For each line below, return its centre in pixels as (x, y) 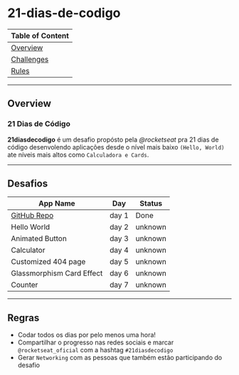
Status (151, 204)
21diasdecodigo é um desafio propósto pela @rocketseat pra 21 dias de (113, 139)
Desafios (28, 184)
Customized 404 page (48, 262)
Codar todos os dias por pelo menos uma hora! (87, 335)
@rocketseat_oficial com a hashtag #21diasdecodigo (95, 350)
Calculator (28, 250)
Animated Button (39, 238)
